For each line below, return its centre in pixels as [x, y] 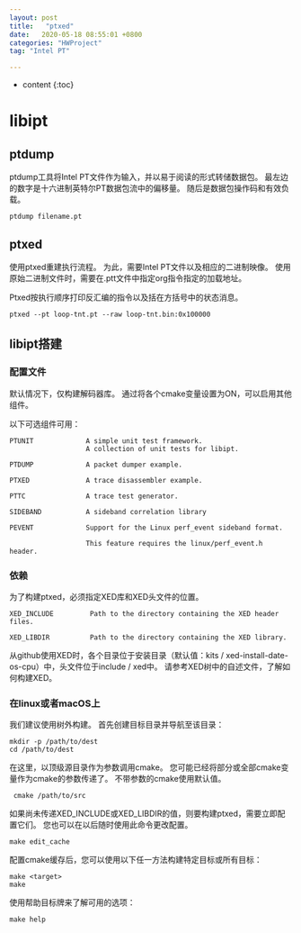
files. [22, 621]
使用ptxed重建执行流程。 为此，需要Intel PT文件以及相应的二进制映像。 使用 [150, 267]
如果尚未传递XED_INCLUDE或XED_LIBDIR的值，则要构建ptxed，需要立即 [144, 814]
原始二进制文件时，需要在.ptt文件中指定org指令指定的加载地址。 [128, 278]
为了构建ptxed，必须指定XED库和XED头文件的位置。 [106, 596]
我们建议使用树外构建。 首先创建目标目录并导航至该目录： [117, 725]
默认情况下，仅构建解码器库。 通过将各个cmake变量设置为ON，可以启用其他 [150, 394]
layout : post [34, 18]
